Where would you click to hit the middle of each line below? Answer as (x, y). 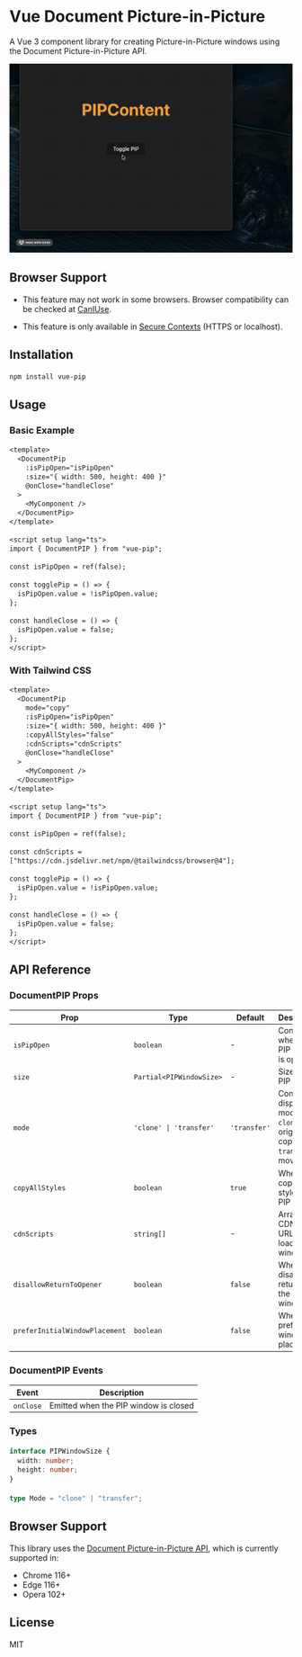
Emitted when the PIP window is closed (122, 1405)
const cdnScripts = (46, 852)
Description (122, 1393)
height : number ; (48, 1470)
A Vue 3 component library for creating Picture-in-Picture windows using (145, 41)
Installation (41, 355)
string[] (150, 1234)
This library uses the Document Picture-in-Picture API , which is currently (144, 1548)
